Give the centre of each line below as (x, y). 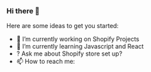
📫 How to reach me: (46, 62)
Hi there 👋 (23, 11)
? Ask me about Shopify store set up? (69, 53)
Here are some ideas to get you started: (63, 26)
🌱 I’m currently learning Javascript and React (80, 47)
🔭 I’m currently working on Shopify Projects (78, 39)
